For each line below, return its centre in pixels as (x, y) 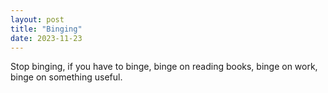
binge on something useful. (66, 77)
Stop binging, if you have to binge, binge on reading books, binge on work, (164, 67)
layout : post (37, 19)
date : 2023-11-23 (46, 38)
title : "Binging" (46, 29)
